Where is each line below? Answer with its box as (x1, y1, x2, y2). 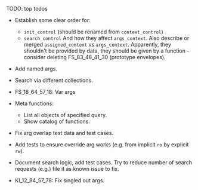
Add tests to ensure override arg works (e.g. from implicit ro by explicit (14, 141, 189, 148)
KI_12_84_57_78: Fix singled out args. (14, 177, 105, 184)
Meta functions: (14, 100, 54, 107)
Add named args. (14, 65, 58, 72)
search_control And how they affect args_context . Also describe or (23, 35, 190, 41)
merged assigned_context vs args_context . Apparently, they (23, 41, 172, 48)
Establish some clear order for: (14, 17, 91, 23)
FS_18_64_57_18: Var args (14, 88, 76, 95)
